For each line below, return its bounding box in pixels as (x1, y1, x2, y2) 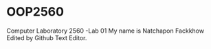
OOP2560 (6, 4, 65, 20)
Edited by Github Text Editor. (6, 33, 87, 42)
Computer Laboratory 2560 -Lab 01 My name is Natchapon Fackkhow (6, 27, 204, 35)
